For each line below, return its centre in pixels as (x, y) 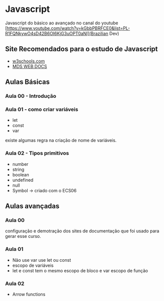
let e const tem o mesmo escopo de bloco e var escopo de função (80, 270)
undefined (23, 180)
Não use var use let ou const (42, 260)
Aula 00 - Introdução (31, 96)
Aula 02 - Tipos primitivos (37, 153)
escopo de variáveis (33, 265)
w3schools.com (28, 61)
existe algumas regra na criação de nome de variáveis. (61, 141)
